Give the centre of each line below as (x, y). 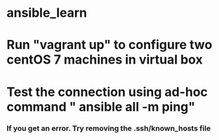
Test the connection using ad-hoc (107, 92)
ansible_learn (47, 13)
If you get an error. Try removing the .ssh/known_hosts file (109, 129)
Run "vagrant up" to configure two (109, 45)
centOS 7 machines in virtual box (105, 60)
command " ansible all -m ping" (101, 107)
